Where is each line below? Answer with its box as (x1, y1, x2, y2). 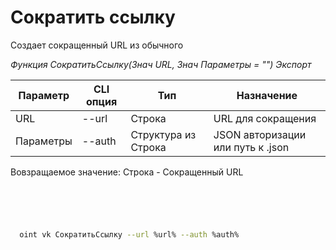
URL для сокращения (213, 111, 317, 125)
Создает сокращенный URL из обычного (10, 39, 184, 51)
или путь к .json (213, 140, 290, 154)
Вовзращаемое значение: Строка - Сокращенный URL (10, 166, 244, 178)
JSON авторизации (213, 127, 307, 141)
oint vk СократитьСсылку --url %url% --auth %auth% (19, 229, 240, 240)
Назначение (236, 88, 298, 102)
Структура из (130, 127, 197, 141)
